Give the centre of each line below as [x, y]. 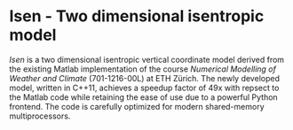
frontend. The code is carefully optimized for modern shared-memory [137, 106]
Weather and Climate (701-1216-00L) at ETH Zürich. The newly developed [144, 78]
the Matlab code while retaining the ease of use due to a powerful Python [143, 97]
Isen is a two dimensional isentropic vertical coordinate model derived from [147, 59]
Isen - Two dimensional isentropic [137, 16]
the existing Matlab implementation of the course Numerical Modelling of [143, 69]
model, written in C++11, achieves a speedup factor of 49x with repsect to [144, 88]
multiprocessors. [40, 116]
